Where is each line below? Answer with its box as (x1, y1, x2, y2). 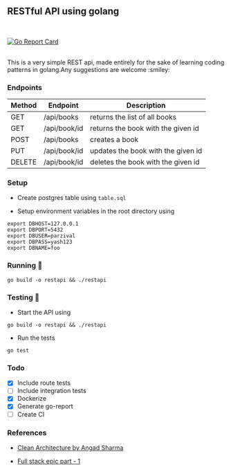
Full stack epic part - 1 (17, 457, 81, 465)
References (7, 428, 47, 437)
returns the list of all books (89, 112, 176, 122)
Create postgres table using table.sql (17, 194, 127, 202)
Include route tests (17, 379, 71, 387)
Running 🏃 (7, 261, 43, 271)
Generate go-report (17, 402, 74, 410)
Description (126, 100, 166, 110)
